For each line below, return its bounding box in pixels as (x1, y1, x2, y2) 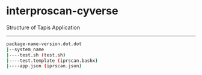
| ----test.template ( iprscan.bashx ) (6, 58, 98, 64)
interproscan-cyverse (6, 4, 118, 18)
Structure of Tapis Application (6, 24, 80, 31)
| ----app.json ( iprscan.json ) (6, 63, 82, 69)
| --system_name (6, 46, 44, 52)
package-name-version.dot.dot (6, 40, 82, 47)
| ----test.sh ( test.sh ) (6, 52, 66, 58)
